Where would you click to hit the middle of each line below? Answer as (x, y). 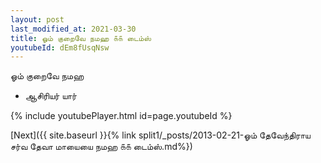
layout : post (37, 19)
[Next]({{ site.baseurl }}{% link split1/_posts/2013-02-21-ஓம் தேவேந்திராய (160, 135)
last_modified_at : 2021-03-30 (73, 29)
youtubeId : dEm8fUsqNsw (60, 47)
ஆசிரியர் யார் (50, 96)
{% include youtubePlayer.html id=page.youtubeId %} (121, 116)
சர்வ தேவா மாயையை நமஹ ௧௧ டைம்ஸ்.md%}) (101, 147)
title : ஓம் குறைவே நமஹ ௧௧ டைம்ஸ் (81, 38)
